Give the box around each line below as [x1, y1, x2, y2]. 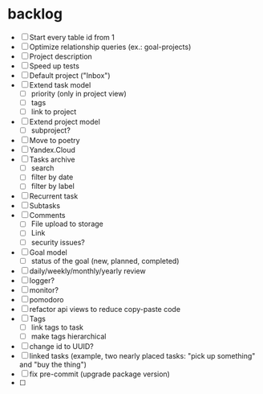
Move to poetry [29, 136, 81, 146]
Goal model [29, 247, 67, 257]
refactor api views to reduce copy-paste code [29, 304, 181, 314]
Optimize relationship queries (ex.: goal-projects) [29, 42, 192, 51]
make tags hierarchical [30, 331, 107, 341]
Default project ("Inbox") [29, 70, 111, 80]
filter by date [30, 172, 74, 182]
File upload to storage [30, 219, 103, 229]
